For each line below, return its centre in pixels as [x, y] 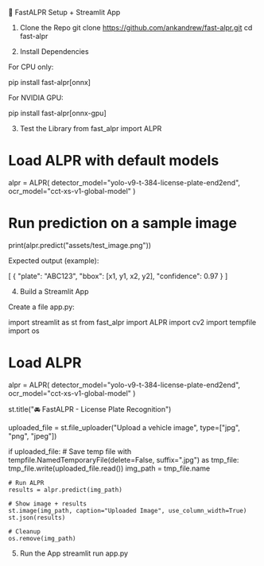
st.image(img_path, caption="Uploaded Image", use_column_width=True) [128, 510]
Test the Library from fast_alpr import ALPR [91, 128]
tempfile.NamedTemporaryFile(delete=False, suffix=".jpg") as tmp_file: [124, 459]
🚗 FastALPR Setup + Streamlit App [64, 12]
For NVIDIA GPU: [36, 98]
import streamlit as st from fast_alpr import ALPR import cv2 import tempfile [132, 322]
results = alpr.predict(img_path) [66, 490]
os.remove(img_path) [43, 538]
